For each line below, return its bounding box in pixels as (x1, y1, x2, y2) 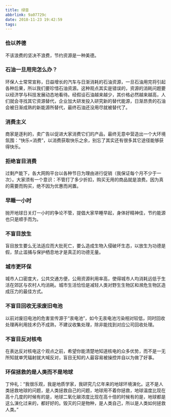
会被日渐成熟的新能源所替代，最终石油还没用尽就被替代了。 (5, 104, 130, 110)
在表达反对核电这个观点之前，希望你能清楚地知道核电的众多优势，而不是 (5, 348, 157, 354)
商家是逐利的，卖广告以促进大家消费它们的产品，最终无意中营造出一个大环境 (5, 131, 166, 137)
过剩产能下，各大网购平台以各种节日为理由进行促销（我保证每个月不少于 (5, 170, 157, 176)
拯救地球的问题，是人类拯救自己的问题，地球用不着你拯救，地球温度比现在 (9, 387, 166, 393)
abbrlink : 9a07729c (5, 12, 47, 17)
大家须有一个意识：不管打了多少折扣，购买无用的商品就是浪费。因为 (16, 177, 159, 183)
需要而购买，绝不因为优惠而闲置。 (9, 183, 81, 189)
